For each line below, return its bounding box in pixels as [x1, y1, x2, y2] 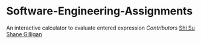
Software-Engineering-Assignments [6, 4, 193, 18]
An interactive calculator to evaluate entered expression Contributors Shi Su [6, 24, 195, 31]
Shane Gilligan [6, 30, 42, 37]
